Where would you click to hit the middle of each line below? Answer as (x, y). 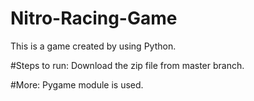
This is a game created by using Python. (93, 46)
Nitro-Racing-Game (94, 18)
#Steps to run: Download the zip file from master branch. (127, 65)
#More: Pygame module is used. (77, 84)
